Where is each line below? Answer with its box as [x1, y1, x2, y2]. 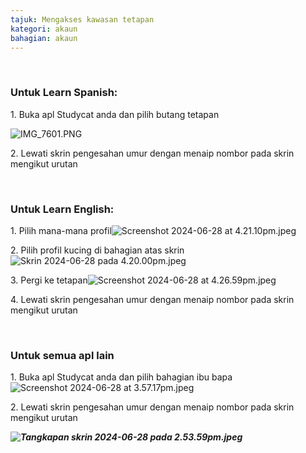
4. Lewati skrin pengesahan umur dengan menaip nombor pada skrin [10, 293, 295, 305]
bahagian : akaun [10, 33, 78, 43]
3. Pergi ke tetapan [10, 274, 88, 286]
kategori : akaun [10, 24, 78, 34]
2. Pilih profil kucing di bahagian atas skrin [10, 244, 185, 256]
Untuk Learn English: [10, 202, 115, 216]
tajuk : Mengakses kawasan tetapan [10, 14, 155, 25]
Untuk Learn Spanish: [10, 86, 118, 100]
